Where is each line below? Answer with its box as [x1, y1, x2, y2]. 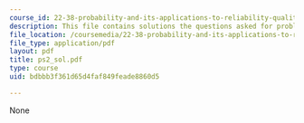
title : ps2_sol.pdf [9, 55, 83, 64]
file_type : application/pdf [9, 38, 116, 48]
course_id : [9, 13, 51, 23]
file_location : [9, 30, 67, 39]
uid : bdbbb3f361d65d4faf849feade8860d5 [9, 72, 160, 81]
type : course [9, 64, 59, 73]
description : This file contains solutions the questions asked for [9, 22, 273, 31]
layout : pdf [9, 47, 54, 56]
